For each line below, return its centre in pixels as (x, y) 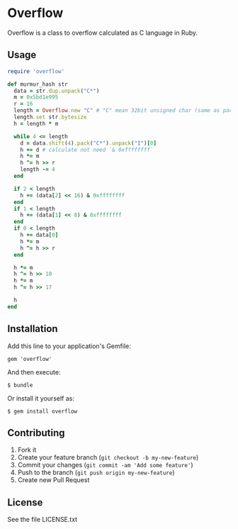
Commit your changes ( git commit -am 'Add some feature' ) (105, 465)
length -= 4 (38, 169)
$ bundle (20, 385)
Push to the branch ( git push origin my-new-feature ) (96, 472)
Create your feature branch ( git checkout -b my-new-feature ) (108, 457)
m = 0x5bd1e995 (36, 97)
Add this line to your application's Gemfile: (69, 346)
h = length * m (36, 123)
